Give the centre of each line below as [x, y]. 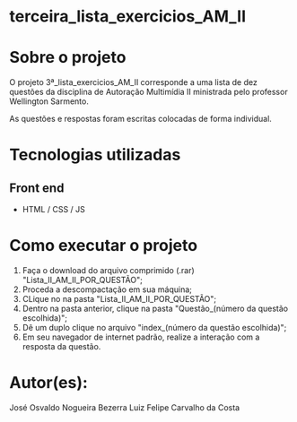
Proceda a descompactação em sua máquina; [107, 289]
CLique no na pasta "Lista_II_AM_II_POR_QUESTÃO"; [119, 299]
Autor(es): [48, 383]
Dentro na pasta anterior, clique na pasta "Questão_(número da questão [155, 309]
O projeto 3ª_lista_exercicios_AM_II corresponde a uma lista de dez [133, 82]
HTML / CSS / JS [53, 210]
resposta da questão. [61, 347]
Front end [37, 188]
